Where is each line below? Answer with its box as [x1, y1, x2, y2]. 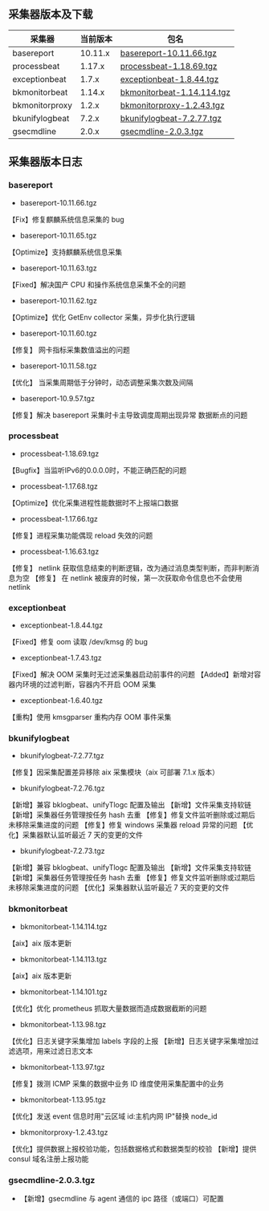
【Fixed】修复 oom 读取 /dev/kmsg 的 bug [8, 637, 149, 647]
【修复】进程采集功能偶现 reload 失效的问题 [8, 530, 153, 540]
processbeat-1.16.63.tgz [19, 547, 100, 556]
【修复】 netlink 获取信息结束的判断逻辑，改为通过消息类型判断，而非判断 [8, 563, 253, 572]
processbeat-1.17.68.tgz [19, 481, 99, 491]
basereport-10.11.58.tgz [19, 360, 97, 371]
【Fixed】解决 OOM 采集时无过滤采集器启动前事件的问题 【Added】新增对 [8, 669, 255, 680]
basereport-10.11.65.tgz [19, 230, 97, 240]
